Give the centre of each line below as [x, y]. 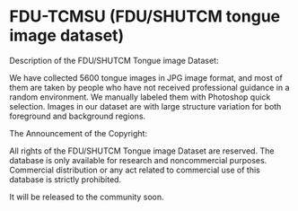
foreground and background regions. [78, 116]
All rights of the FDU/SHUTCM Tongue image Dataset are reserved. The [142, 151]
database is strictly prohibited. [66, 179]
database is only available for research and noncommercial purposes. [138, 160]
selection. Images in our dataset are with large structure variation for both [145, 106]
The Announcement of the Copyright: [79, 133]
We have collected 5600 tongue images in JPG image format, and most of [146, 77]
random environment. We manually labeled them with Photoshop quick [140, 97]
